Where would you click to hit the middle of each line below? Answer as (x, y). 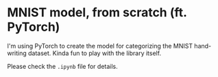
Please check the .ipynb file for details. (62, 66)
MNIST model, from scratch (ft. (97, 13)
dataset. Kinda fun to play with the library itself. (95, 53)
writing (17, 53)
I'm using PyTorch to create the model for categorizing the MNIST (100, 46)
